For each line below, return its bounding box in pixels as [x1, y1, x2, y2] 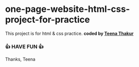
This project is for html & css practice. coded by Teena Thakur [5, 30, 134, 36]
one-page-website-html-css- [5, 3, 130, 15]
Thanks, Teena [5, 56, 36, 63]
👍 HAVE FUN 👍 [5, 43, 44, 50]
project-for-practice [5, 14, 90, 25]
